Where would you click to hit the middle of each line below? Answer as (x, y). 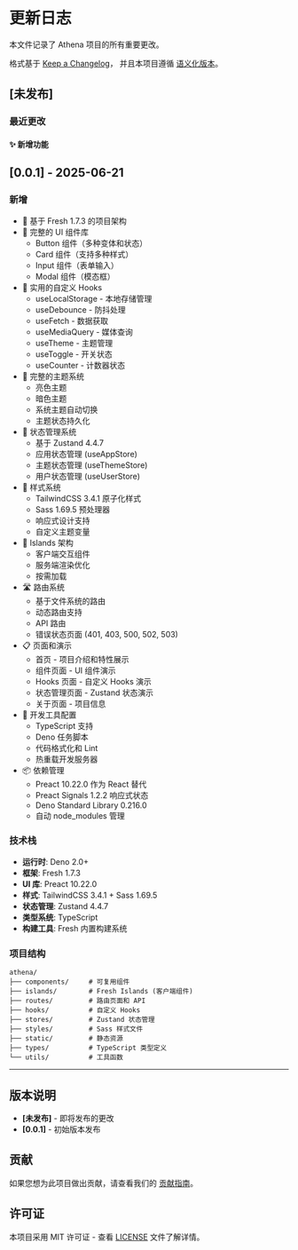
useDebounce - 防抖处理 (80, 309)
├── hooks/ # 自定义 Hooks (75, 1010)
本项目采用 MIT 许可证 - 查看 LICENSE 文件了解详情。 (107, 1237)
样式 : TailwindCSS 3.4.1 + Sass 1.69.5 (90, 895)
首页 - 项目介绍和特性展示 (82, 659)
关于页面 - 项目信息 (71, 703)
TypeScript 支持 (64, 725)
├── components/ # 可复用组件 (70, 982)
